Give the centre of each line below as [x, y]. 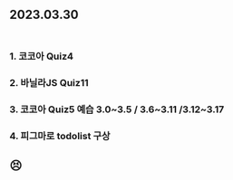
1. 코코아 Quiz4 [42, 56]
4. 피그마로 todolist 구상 [60, 137]
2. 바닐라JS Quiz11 [49, 83]
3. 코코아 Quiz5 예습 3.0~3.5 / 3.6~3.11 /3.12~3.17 [117, 109]
